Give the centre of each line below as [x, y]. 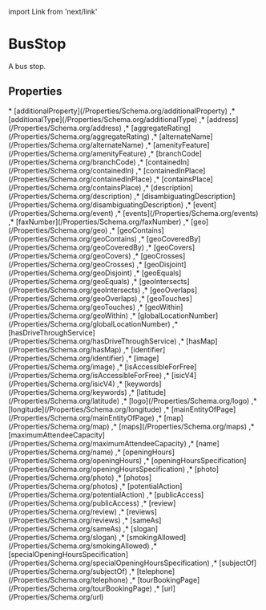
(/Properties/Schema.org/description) [71, 196]
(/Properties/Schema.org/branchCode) [72, 162]
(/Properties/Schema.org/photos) [63, 486]
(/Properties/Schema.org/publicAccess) [74, 503]
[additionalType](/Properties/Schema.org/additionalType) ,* [107, 119]
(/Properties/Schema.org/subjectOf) [68, 571]
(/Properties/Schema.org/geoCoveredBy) [77, 247]
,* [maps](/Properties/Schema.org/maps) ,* [183, 426]
